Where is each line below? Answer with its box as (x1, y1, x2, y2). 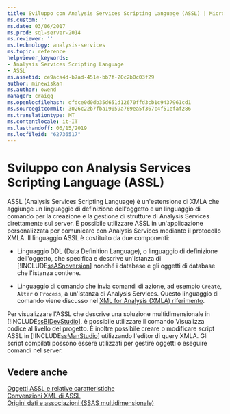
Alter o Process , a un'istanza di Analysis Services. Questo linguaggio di (16, 289, 219, 298)
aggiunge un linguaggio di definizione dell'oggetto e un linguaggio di (7, 205, 201, 213)
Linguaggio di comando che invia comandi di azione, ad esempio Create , (16, 282, 222, 291)
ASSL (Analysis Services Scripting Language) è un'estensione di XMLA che (7, 198, 220, 206)
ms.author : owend (7, 86, 57, 93)
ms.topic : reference (7, 49, 66, 55)
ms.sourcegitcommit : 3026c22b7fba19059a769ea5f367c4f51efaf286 (7, 105, 192, 112)
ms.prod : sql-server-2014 (7, 29, 81, 36)
